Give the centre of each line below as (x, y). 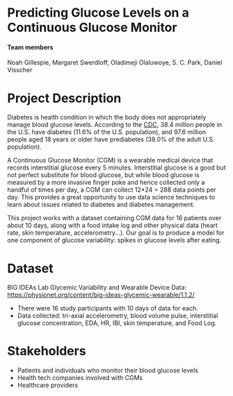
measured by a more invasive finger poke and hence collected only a (106, 183)
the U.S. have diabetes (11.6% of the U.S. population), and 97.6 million (107, 132)
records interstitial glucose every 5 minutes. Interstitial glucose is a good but (116, 167)
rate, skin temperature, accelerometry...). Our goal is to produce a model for (116, 233)
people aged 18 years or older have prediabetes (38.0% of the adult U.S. (111, 140)
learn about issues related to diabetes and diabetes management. (101, 205)
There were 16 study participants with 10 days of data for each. (107, 308)
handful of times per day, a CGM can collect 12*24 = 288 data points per (112, 190)
